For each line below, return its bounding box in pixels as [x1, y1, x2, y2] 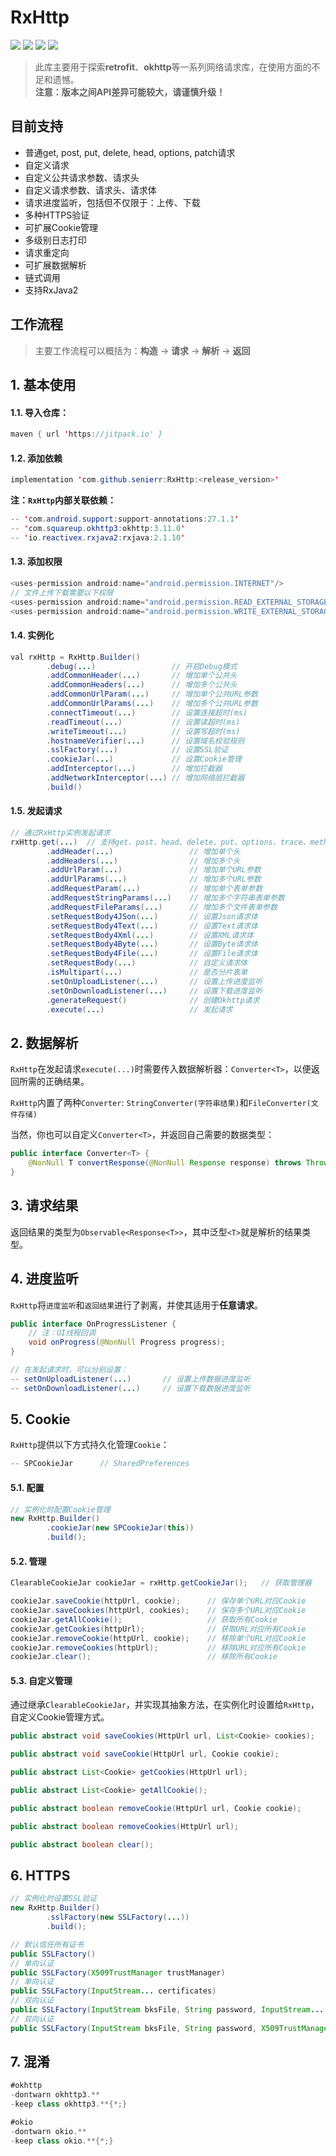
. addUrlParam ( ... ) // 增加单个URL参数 [46, 865, 262, 875]
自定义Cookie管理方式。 [10, 1711, 110, 1723]
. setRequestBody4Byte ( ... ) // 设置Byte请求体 [46, 939, 259, 950]
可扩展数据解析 [24, 259, 87, 271]
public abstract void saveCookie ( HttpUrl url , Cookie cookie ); [10, 1749, 280, 1760]
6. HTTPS [10, 1867, 71, 1884]
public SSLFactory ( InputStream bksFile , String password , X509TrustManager [10, 2023, 333, 2033]
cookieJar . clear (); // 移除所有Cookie [10, 1652, 278, 1662]
